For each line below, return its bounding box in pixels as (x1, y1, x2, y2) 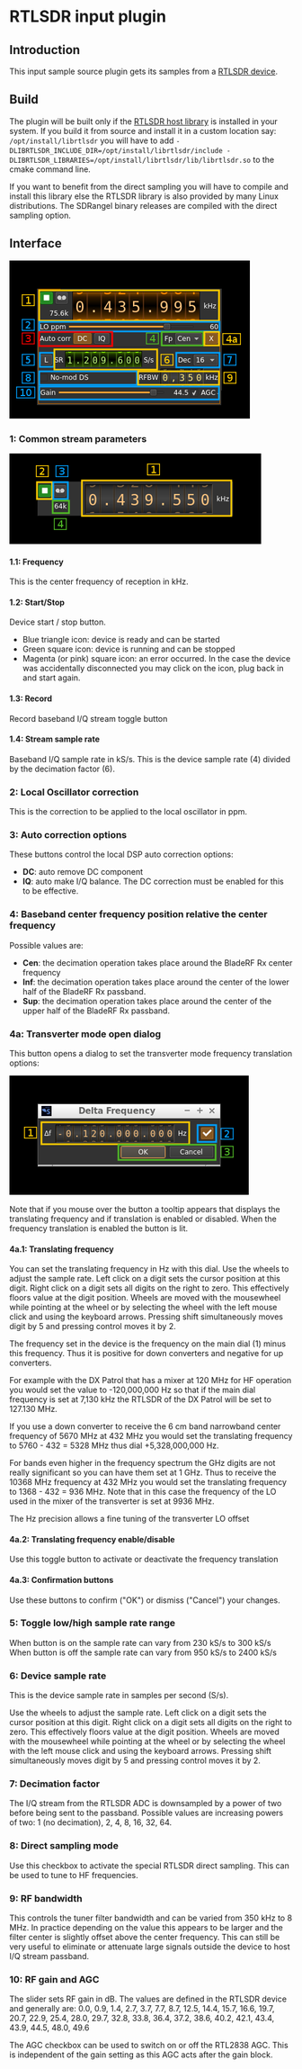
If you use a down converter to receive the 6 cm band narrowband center (9, 1421, 281, 1432)
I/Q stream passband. (9, 1951, 90, 1962)
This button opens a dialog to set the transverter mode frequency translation (9, 1048, 293, 1058)
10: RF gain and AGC (9, 1973, 100, 1985)
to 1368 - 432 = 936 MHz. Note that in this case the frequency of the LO (9, 1487, 277, 1498)
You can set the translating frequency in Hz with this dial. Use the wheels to (9, 1264, 289, 1274)
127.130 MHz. (9, 1404, 58, 1415)
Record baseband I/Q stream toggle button (9, 713, 168, 724)
